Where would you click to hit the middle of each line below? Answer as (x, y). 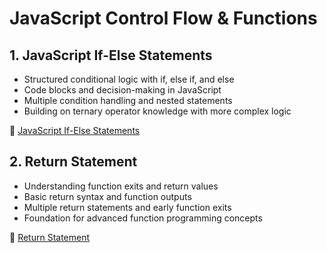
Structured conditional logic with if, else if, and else (129, 79)
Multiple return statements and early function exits (127, 207)
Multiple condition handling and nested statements (128, 100)
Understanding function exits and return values (121, 186)
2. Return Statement (73, 162)
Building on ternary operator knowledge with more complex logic (157, 111)
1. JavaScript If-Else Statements (111, 55)
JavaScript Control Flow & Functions (163, 18)
